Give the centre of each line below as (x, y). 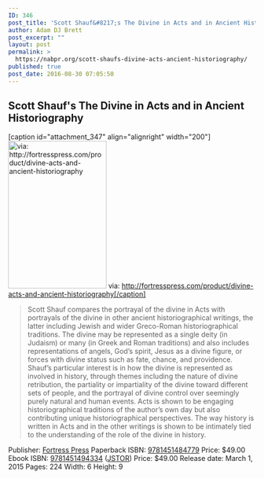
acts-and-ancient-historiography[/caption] (77, 294)
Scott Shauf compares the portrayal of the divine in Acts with (126, 310)
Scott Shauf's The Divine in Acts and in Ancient (126, 106)
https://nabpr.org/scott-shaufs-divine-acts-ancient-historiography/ (131, 60)
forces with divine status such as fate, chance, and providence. (130, 359)
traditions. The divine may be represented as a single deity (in (127, 334)
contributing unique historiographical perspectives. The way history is (141, 418)
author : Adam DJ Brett (45, 30)
